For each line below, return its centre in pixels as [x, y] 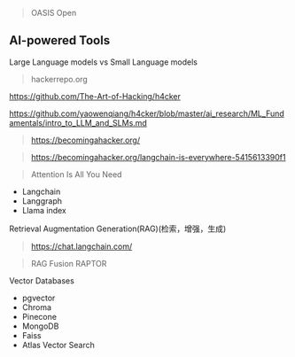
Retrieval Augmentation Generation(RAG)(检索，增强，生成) [118, 229]
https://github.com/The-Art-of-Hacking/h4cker [95, 96]
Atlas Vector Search [58, 345]
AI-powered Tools [60, 40]
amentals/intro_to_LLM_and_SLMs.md [78, 122]
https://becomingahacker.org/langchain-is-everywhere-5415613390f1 [158, 157]
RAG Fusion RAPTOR [69, 263]
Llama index [44, 210]
